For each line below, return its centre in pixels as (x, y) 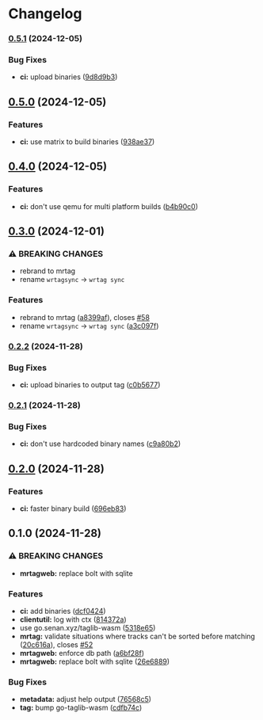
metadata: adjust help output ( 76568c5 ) (86, 699)
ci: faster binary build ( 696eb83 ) (73, 509)
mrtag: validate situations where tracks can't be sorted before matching (137, 636)
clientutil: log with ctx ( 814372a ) (73, 619)
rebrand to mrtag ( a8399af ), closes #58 (85, 317)
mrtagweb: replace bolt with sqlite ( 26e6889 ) (95, 661)
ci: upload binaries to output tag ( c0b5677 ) (90, 384)
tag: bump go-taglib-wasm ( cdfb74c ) (81, 708)
